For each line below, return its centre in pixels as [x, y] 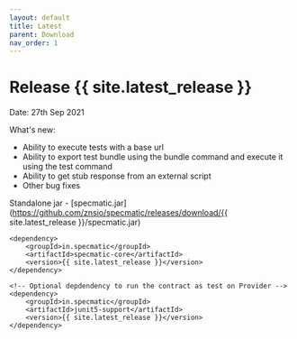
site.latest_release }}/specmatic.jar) [75, 223]
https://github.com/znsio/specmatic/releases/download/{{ [120, 213]
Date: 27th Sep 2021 [47, 113]
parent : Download [42, 34]
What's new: [32, 130]
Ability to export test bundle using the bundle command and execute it [153, 157]
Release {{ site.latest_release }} [130, 87]
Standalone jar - [39, 203]
